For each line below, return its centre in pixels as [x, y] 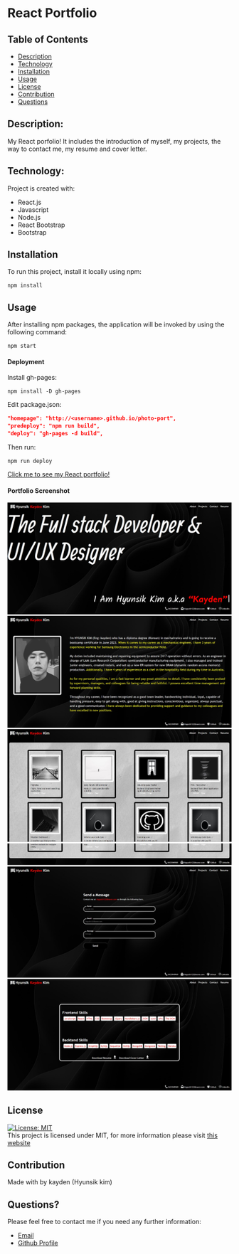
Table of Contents [48, 39]
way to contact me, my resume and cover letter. [77, 149]
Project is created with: [41, 188]
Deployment [26, 361]
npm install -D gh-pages [44, 392]
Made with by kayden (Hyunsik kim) [60, 1182]
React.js [30, 202]
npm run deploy [30, 461]
